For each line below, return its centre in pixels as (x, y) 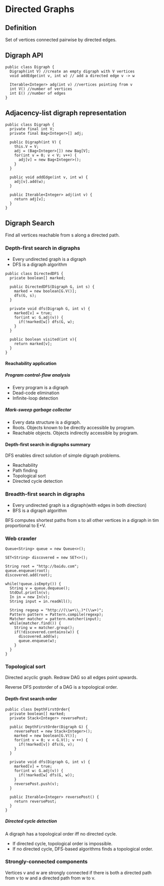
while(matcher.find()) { (35, 624)
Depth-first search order (31, 698)
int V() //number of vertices (41, 89)
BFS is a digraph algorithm (40, 510)
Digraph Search (30, 223)
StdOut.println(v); (30, 593)
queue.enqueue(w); (37, 641)
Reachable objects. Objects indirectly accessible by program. (75, 433)
